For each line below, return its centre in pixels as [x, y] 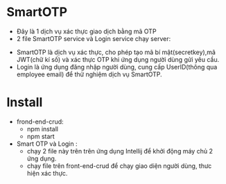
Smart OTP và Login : [47, 144]
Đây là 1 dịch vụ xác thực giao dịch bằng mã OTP [86, 31]
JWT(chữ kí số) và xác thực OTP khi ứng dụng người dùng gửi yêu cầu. [118, 59]
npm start [41, 136]
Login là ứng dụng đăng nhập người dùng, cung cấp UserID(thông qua [117, 67]
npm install [42, 128]
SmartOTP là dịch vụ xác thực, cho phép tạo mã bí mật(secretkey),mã [116, 52]
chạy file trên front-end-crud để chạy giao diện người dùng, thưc [119, 166]
